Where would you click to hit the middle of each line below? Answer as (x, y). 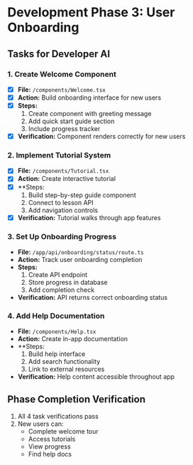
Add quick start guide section (71, 121)
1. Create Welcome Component (62, 74)
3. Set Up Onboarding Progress (62, 236)
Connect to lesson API (61, 202)
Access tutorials (52, 439)
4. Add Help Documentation (56, 315)
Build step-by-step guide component (82, 195)
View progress (49, 446)
